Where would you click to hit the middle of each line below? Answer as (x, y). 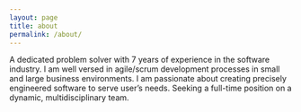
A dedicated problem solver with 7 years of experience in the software (140, 60)
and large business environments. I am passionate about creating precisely (148, 79)
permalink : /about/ (46, 34)
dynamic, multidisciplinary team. (69, 98)
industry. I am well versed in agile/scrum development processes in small (145, 69)
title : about (34, 26)
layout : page (34, 17)
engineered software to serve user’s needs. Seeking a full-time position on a (150, 88)
